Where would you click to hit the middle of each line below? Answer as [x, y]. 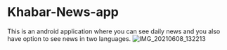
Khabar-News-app [63, 12]
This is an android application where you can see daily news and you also [114, 31]
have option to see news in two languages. [69, 38]
